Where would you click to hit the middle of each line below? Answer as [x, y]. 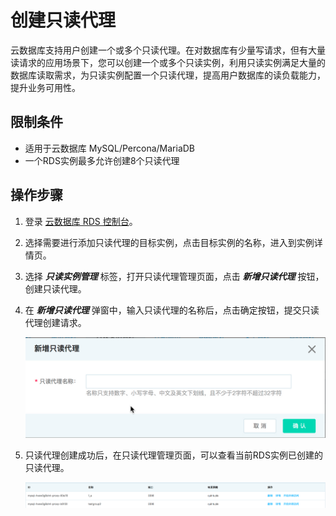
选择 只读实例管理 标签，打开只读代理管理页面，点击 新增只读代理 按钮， [174, 276]
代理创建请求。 [55, 322]
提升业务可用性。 [45, 87]
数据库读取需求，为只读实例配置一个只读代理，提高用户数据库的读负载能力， [168, 75]
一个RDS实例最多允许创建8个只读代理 [102, 160]
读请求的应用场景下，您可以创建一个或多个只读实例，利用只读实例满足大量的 [168, 62]
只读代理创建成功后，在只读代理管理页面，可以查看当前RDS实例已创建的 [173, 455]
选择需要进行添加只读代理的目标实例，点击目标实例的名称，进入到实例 [169, 242]
